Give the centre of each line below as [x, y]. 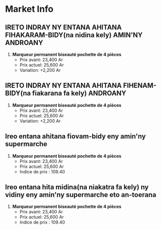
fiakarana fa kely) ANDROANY [79, 93]
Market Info [29, 9]
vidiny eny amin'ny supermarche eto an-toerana [81, 195]
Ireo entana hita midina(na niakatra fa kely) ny [77, 187]
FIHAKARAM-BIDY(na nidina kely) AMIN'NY [74, 35]
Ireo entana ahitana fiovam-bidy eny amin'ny [76, 136]
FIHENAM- [140, 85]
